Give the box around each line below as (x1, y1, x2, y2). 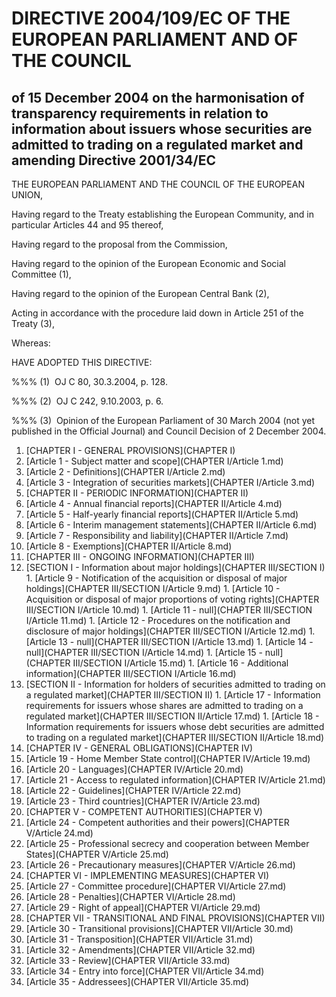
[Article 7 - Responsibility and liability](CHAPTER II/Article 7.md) (25, 530, 289, 541)
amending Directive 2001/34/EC (11, 152, 216, 169)
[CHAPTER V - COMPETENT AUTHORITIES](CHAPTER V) (25, 806, 263, 817)
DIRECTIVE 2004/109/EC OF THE (11, 7, 291, 30)
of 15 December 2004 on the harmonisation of (11, 89, 305, 106)
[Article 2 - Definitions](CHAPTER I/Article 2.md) (25, 466, 226, 477)
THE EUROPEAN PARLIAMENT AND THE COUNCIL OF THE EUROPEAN (11, 178, 305, 190)
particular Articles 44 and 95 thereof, (11, 219, 164, 231)
